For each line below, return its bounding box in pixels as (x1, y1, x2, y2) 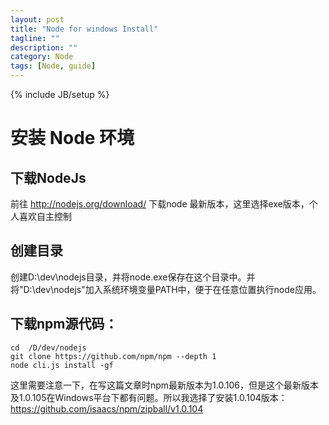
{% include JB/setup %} (10, 89, 110, 100)
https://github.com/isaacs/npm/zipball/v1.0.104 (10, 402, 204, 415)
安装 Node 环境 (10, 127, 135, 150)
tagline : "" (10, 33, 60, 43)
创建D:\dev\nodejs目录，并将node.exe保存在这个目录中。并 (10, 271, 256, 283)
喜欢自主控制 (18, 211, 72, 222)
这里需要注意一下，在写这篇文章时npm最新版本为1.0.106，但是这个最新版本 (10, 379, 319, 391)
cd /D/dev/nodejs (10, 342, 87, 353)
